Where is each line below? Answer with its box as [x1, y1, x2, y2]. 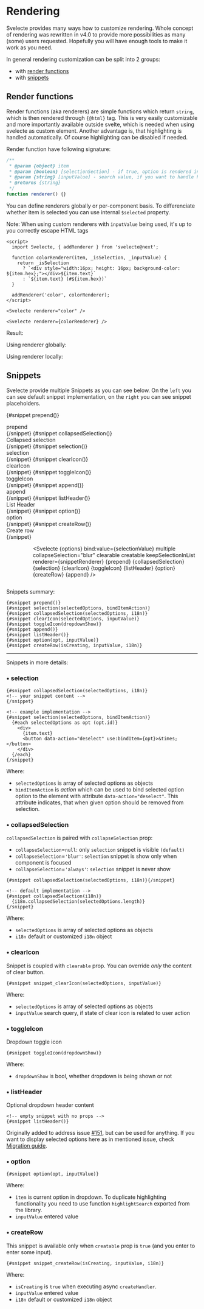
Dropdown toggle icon [6, 1038, 63, 1045]
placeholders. [6, 399, 41, 407]
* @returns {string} [8, 180, 61, 186]
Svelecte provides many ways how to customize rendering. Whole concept [6, 24, 194, 32]
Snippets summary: [6, 588, 55, 595]
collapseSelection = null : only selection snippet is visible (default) [15, 846, 185, 854]
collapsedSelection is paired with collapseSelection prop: [6, 834, 153, 841]
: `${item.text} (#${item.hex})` [22, 276, 107, 282]
